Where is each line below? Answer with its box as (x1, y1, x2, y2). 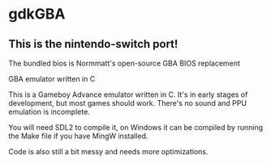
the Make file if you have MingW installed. (8, 131, 148, 141)
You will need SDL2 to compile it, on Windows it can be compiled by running (8, 123, 264, 132)
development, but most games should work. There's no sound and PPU (8, 99, 247, 107)
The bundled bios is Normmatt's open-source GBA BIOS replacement (8, 58, 241, 68)
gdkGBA (8, 5, 67, 23)
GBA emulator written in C (8, 74, 96, 83)
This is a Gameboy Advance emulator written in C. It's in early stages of (8, 90, 248, 99)
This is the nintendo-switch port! (8, 37, 179, 51)
